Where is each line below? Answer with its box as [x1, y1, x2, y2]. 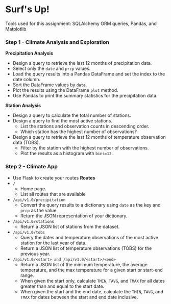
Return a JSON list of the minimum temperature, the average [20, 261, 148, 267]
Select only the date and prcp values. [12, 65, 91, 72]
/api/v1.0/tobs [12, 230, 45, 235]
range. [20, 272, 34, 278]
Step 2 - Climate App [5, 163, 58, 170]
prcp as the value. [20, 207, 58, 213]
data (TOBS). [12, 139, 40, 146]
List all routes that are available [20, 191, 86, 197]
